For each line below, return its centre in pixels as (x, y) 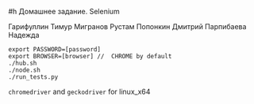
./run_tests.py (33, 77)
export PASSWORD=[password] (55, 50)
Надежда (24, 35)
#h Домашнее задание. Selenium (64, 11)
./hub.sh (23, 63)
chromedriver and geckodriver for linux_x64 (79, 91)
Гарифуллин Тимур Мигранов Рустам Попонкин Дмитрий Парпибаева (127, 26)
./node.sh (25, 70)
